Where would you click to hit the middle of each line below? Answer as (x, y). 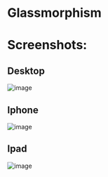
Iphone (23, 110)
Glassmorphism (54, 13)
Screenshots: (47, 45)
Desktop (26, 71)
